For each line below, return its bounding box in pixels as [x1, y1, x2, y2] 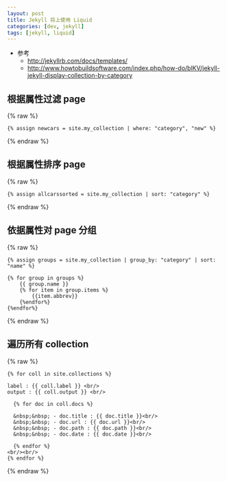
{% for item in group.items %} [19, 286, 109, 293]
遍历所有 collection [7, 339, 89, 350]
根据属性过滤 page [7, 93, 86, 105]
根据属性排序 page [7, 159, 86, 171]
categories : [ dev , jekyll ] [7, 23, 84, 30]
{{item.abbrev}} [32, 292, 78, 299]
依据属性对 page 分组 [7, 224, 97, 236]
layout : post [7, 10, 45, 17]
